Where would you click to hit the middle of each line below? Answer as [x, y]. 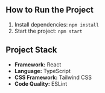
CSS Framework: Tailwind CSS [53, 77]
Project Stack [32, 50]
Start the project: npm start [48, 31]
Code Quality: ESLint [41, 83]
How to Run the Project [50, 10]
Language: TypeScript [42, 71]
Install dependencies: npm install [56, 24]
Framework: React [38, 64]
